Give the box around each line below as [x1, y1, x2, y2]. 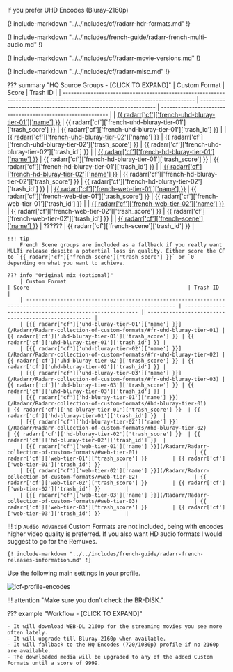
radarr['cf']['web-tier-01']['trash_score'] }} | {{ [7, 455, 186, 462]
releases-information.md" [7, 557, 82, 564]
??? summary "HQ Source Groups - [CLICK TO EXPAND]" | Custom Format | [7, 81, 225, 89]
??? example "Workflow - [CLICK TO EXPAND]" [7, 610, 143, 618]
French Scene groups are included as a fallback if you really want [19, 241, 223, 248]
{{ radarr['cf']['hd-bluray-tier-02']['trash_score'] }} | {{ [13, 431, 200, 438]
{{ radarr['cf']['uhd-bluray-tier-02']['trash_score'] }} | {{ [7, 357, 195, 364]
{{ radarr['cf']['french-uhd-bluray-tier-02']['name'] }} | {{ [7, 133, 170, 141]
